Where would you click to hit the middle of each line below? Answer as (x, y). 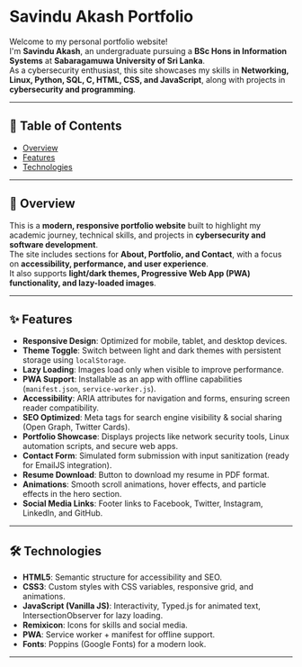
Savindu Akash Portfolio (102, 17)
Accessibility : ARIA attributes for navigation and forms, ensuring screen (156, 399)
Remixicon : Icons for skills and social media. (105, 625)
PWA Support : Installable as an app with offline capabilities (132, 379)
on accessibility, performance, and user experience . (109, 264)
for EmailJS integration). (67, 465)
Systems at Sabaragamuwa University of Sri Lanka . (107, 60)
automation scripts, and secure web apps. (100, 446)
